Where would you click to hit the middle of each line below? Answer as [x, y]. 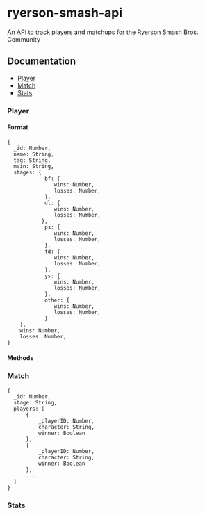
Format [18, 127]
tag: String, [32, 160]
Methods [20, 358]
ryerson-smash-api [65, 13]
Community [24, 39]
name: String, [34, 154]
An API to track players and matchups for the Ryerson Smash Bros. [103, 32]
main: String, [34, 166]
